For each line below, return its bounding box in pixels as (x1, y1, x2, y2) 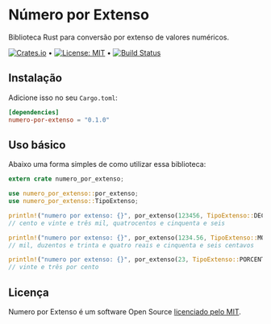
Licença (8, 285, 50, 299)
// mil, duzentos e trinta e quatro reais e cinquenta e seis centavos (8, 241, 254, 249)
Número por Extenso (8, 6, 149, 24)
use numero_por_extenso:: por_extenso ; (8, 189, 139, 198)
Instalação (8, 71, 63, 85)
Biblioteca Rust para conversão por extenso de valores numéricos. (8, 32, 230, 42)
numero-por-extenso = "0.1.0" (8, 115, 110, 124)
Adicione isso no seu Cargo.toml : (8, 93, 119, 102)
